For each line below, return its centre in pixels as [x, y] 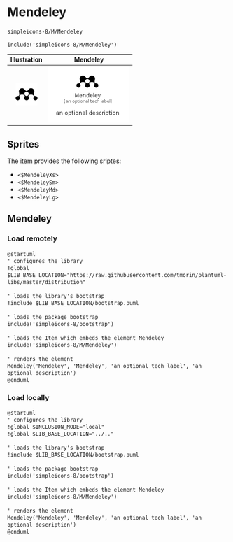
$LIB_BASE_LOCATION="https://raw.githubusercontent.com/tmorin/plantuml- [117, 275]
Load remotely [33, 238]
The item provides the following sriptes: [64, 161]
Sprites [23, 144]
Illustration [27, 59]
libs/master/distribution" [47, 282]
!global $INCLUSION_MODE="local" [56, 427]
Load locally [28, 397]
